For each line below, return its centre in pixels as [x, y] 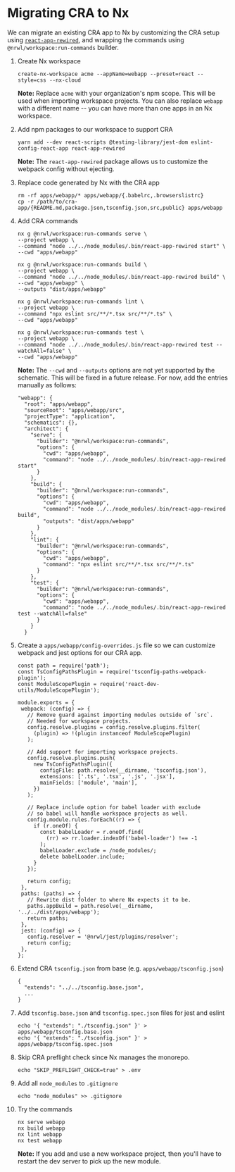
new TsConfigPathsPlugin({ [73, 764]
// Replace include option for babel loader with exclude [114, 807]
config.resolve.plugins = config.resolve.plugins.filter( [114, 727]
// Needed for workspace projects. [79, 721]
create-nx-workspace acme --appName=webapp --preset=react [106, 74]
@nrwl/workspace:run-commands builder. [63, 47]
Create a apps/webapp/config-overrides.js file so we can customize [116, 645]
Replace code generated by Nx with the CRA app [88, 182]
